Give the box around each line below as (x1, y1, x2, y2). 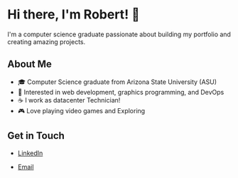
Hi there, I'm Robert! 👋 (7, 6, 140, 23)
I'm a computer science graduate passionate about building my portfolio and (7, 30, 231, 38)
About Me (7, 58, 52, 70)
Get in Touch (7, 130, 65, 142)
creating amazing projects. (7, 37, 86, 46)
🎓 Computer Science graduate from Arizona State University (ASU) (17, 78, 217, 86)
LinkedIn (17, 149, 43, 157)
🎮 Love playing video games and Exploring (17, 106, 146, 115)
